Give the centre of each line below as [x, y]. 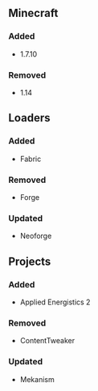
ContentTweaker [47, 341]
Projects [30, 261]
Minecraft [33, 13]
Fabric [31, 159]
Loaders [29, 118]
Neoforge [36, 236]
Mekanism [37, 379]
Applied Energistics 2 [55, 302]
